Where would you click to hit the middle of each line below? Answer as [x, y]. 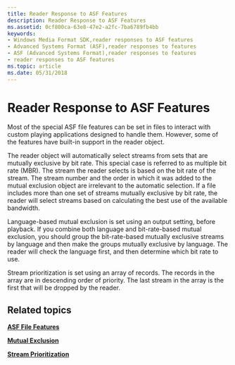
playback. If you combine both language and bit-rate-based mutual [104, 229]
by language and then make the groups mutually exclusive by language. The [118, 245]
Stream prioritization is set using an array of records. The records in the [111, 273]
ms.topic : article [34, 66]
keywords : [22, 33]
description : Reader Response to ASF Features [77, 20]
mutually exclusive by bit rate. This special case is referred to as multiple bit [117, 163]
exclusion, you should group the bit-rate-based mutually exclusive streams [116, 237]
